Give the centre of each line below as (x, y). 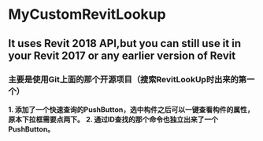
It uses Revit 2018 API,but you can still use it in (125, 43)
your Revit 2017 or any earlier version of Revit (122, 55)
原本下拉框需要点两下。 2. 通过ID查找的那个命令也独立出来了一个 (113, 119)
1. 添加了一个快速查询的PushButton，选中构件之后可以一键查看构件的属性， (131, 109)
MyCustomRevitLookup (87, 14)
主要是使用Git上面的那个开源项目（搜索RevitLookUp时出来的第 (127, 79)
